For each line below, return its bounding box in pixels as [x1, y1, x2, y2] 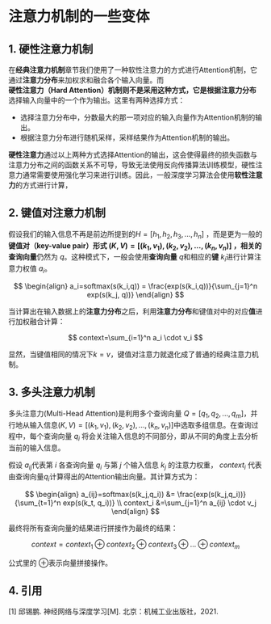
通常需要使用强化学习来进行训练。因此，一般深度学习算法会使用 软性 [22, 171, 248, 179]
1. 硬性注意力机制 [8, 42, 94, 56]
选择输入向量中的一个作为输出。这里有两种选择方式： [8, 95, 186, 105]
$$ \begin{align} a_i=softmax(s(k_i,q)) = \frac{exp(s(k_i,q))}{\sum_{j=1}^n [13, 281, 258, 291]
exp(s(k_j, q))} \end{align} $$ [86, 290, 185, 299]
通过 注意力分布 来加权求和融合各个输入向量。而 [8, 75, 164, 85]
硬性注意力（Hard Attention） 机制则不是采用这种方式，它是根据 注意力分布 [8, 86, 256, 95]
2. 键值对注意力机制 [8, 206, 106, 220]
